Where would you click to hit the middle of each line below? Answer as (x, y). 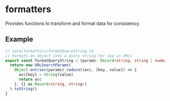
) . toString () (24, 89)
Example (19, 39)
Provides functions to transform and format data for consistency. (73, 23)
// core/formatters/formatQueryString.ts (50, 51)
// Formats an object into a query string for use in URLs (69, 56)
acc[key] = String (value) (46, 75)
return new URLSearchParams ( (40, 65)
